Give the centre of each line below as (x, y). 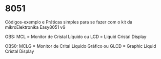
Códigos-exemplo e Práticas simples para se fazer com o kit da (69, 22)
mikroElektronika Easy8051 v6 (35, 27)
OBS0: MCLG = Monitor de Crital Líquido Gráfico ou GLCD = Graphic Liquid (80, 46)
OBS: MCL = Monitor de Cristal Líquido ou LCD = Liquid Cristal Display (76, 37)
